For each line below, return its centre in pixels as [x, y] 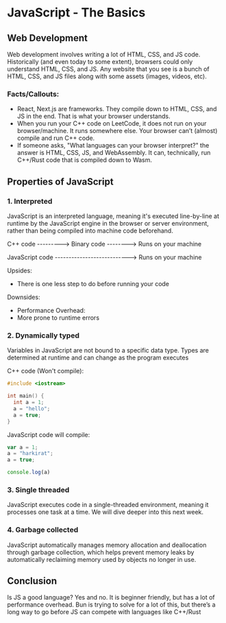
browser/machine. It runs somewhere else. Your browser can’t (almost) [117, 131]
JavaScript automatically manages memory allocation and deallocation [107, 545]
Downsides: [24, 297]
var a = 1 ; [23, 447]
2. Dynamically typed [43, 336]
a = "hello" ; [32, 409]
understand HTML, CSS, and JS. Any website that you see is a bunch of [109, 69]
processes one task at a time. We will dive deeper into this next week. [105, 512]
